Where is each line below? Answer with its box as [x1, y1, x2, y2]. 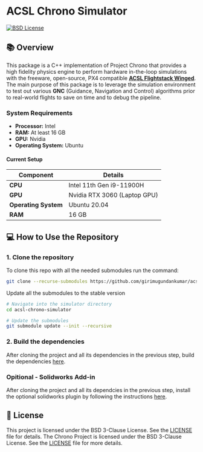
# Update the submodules [6, 317, 69, 324]
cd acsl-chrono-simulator [6, 306, 71, 312]
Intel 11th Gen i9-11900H [68, 181, 144, 190]
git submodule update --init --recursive [6, 323, 112, 329]
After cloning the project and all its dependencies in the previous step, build [6, 351, 195, 358]
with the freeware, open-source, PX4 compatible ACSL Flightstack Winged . [6, 74, 196, 82]
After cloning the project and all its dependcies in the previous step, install [6, 386, 191, 393]
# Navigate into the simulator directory [6, 301, 112, 307]
